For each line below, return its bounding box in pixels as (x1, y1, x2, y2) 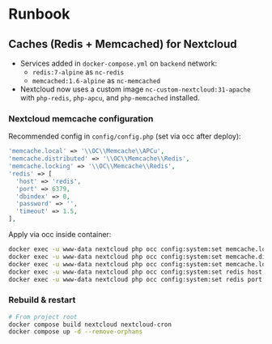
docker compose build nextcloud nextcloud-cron (8, 321, 172, 329)
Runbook (8, 5, 70, 23)
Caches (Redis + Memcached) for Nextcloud (8, 37, 237, 51)
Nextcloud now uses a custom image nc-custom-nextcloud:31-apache (19, 84, 251, 94)
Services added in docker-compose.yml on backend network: (19, 58, 217, 68)
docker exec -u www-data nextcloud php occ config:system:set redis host (8, 268, 263, 276)
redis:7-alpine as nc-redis (32, 67, 125, 77)
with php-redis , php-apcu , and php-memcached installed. (19, 93, 200, 102)
